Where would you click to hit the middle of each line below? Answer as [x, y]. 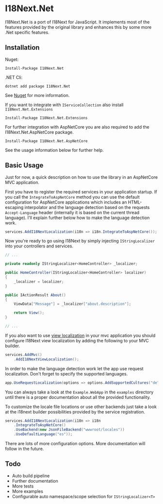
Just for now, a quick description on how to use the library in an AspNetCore [81, 177]
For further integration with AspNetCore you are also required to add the [77, 127]
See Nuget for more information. [37, 95]
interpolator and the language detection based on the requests [87, 207]
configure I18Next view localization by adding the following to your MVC [77, 340]
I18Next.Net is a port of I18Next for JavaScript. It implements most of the [77, 22]
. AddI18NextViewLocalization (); [46, 359]
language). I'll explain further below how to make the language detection [77, 218]
